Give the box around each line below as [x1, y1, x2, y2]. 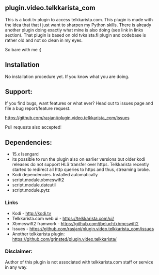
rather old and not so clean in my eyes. [5, 37, 83, 43]
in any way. [5, 264, 28, 270]
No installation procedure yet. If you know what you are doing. [5, 74, 129, 79]
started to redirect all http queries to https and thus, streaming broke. [12, 167, 150, 172]
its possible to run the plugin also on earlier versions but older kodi [12, 156, 145, 162]
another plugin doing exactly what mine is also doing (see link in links [5, 27, 143, 33]
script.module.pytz [12, 187, 50, 193]
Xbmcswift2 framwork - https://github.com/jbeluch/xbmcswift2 [12, 220, 139, 227]
